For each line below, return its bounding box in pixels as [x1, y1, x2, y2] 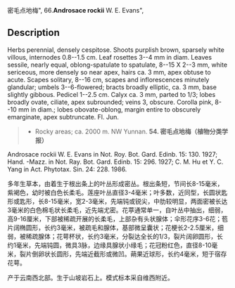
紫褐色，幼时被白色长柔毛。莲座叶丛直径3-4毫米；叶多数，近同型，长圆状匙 [7, 188, 228, 197]
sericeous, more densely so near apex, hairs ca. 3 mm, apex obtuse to [7, 67, 211, 76]
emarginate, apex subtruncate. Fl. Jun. [7, 112, 120, 121]
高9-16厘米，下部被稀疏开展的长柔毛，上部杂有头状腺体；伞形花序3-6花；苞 [7, 214, 229, 223]
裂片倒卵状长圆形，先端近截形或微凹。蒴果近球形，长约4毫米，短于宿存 [19, 249, 227, 258]
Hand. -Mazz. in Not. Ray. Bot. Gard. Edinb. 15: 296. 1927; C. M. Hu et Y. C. [7, 157, 224, 166]
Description [7, 27, 60, 39]
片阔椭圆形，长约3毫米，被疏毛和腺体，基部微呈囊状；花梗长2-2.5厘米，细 [7, 223, 224, 232]
